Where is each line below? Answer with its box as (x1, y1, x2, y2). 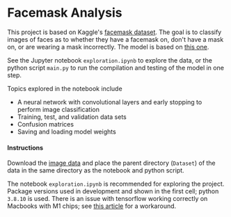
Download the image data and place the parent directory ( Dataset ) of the (7, 159, 216, 168)
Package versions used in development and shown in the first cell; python (7, 187, 219, 195)
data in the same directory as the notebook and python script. (7, 166, 184, 175)
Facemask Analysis (7, 5, 123, 21)
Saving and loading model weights (17, 127, 116, 136)
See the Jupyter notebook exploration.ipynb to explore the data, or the (7, 56, 212, 64)
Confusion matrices (17, 120, 74, 128)
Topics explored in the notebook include (7, 84, 123, 93)
